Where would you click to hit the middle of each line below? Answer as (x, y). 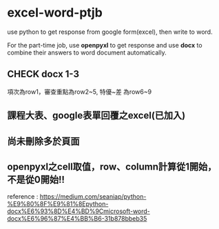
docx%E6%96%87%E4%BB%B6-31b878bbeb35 (77, 219)
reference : (23, 197)
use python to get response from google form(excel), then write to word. (110, 32)
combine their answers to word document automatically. (87, 52)
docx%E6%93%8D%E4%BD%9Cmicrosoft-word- (79, 211)
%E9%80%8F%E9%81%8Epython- (58, 204)
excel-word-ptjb (55, 13)
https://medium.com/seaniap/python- (93, 197)
